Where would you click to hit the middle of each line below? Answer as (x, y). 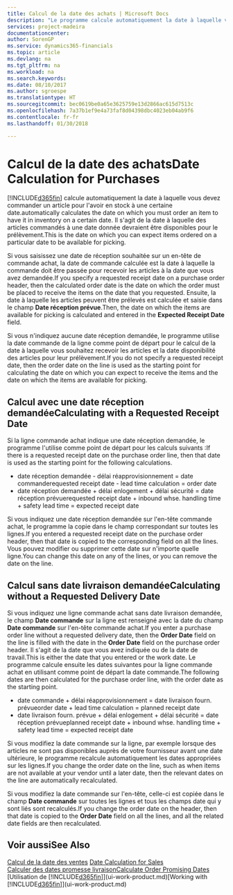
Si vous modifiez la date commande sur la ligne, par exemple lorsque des (112, 743)
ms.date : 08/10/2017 (37, 85)
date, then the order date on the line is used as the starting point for (104, 365)
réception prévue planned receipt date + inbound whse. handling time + (119, 723)
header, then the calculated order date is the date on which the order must (113, 285)
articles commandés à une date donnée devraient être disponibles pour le (113, 227)
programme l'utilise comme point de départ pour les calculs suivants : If (109, 448)
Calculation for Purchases (84, 179)
